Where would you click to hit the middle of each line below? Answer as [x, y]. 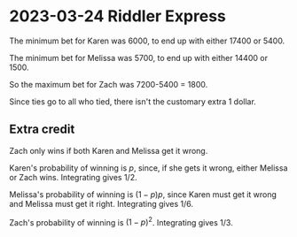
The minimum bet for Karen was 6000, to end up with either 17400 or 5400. [147, 41]
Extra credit [42, 130]
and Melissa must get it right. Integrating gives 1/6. [101, 203]
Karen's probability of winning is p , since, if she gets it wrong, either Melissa [148, 168]
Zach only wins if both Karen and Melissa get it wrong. [109, 150]
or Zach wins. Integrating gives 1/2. [73, 177]
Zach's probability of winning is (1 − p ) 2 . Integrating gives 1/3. [121, 221]
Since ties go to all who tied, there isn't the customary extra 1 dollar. [133, 101]
